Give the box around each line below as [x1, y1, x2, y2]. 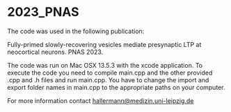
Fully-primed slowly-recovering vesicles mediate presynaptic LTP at [7, 40, 202, 48]
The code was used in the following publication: [7, 27, 145, 35]
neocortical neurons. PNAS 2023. [7, 48, 104, 56]
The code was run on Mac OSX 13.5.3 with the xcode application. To [7, 61, 203, 69]
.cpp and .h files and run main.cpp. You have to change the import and [7, 75, 209, 84]
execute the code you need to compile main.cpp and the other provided [7, 68, 213, 77]
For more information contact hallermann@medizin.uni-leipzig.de [7, 96, 194, 104]
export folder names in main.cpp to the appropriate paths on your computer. [7, 83, 225, 91]
